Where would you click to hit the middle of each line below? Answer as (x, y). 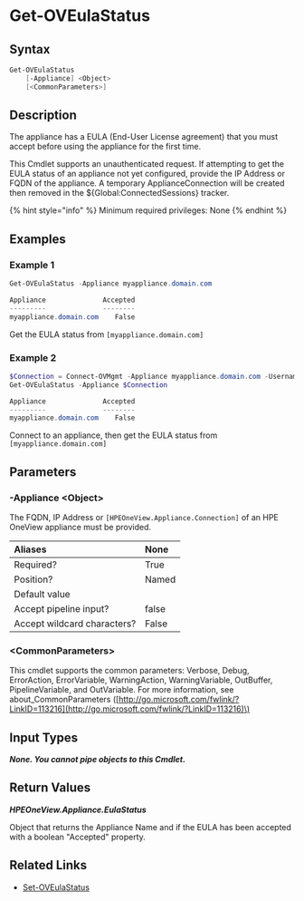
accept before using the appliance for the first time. (105, 147)
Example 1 (32, 265)
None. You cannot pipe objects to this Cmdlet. (98, 760)
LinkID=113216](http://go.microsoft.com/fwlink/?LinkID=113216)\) (130, 709)
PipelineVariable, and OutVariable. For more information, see (122, 690)
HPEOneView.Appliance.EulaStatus (78, 809)
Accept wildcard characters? (75, 624)
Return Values (50, 788)
